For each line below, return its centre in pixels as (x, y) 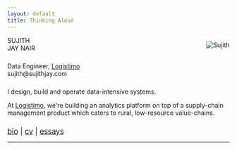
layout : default (31, 14)
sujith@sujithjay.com (37, 73)
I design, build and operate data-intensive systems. (82, 92)
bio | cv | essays (36, 131)
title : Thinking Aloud (41, 20)
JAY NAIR (21, 48)
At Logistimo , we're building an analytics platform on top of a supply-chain (115, 105)
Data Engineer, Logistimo (44, 66)
